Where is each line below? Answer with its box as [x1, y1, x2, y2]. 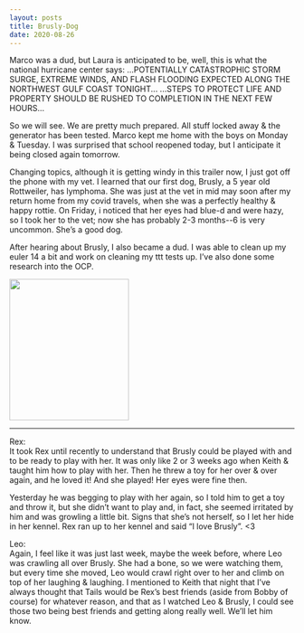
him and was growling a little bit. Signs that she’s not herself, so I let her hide [9, 512, 294, 523]
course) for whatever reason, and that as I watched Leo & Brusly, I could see [9, 596, 294, 607]
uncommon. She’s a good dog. [9, 224, 124, 235]
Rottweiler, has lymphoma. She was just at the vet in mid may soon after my [9, 186, 291, 197]
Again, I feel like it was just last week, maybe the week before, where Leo [9, 548, 282, 559]
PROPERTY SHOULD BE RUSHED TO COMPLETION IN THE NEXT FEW [9, 93, 273, 104]
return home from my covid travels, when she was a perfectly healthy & [9, 195, 276, 206]
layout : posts [9, 13, 63, 23]
